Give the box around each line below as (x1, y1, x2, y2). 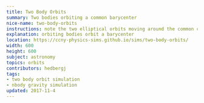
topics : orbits (6, 59, 45, 65)
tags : (6, 71, 20, 77)
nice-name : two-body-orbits (6, 20, 78, 26)
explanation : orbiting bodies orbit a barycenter (6, 32, 135, 38)
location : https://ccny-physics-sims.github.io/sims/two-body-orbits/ (6, 37, 189, 43)
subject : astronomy (6, 54, 56, 60)
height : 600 (6, 48, 36, 55)
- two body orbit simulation (6, 76, 80, 82)
